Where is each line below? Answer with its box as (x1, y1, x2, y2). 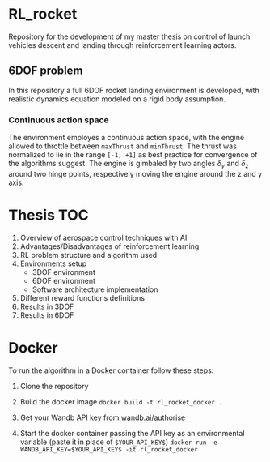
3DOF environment (32, 267, 95, 276)
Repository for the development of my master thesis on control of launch (8, 32, 251, 41)
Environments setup (19, 259, 87, 268)
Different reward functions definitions (19, 293, 146, 302)
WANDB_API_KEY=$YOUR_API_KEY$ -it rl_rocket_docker (19, 445, 198, 454)
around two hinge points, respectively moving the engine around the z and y (8, 169, 263, 178)
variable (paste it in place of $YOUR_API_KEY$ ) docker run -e (19, 437, 218, 447)
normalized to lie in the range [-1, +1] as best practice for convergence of (8, 150, 258, 160)
